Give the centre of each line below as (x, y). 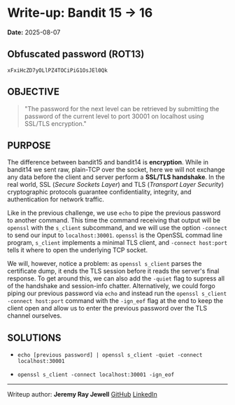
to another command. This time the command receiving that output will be (114, 220)
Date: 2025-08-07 (34, 32)
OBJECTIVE (33, 92)
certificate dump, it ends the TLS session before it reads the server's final (113, 271)
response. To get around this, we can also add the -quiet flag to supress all (116, 278)
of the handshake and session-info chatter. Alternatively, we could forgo (111, 286)
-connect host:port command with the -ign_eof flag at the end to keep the (115, 301)
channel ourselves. (35, 315)
